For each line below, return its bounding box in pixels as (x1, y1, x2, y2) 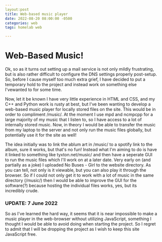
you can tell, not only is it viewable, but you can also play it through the (5, 167, 147, 173)
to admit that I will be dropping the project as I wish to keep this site (5, 226, 140, 232)
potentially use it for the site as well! (5, 132, 77, 138)
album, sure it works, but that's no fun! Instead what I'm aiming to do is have (5, 147, 157, 152)
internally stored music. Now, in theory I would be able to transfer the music (5, 122, 156, 128)
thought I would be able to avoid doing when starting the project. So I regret (5, 221, 156, 227)
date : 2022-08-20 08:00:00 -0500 (5, 16, 73, 21)
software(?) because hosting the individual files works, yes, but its (5, 182, 137, 189)
